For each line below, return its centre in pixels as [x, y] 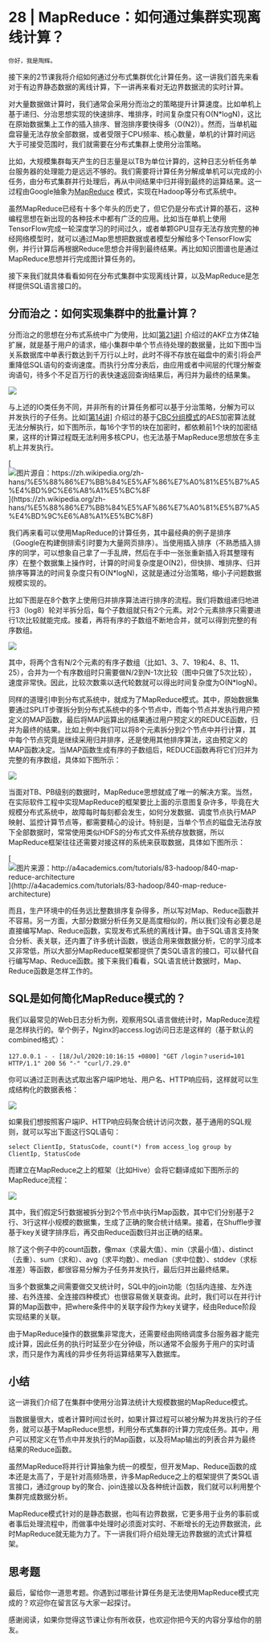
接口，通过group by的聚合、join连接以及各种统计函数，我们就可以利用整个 [138, 1487]
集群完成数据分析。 [40, 1496]
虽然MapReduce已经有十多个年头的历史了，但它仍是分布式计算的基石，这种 [134, 208]
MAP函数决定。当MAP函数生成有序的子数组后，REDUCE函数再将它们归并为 [133, 749]
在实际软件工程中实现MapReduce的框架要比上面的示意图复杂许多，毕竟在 [131, 802]
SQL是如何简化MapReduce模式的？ [97, 999]
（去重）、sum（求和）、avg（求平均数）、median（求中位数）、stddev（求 [129, 1259]
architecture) [30, 893]
